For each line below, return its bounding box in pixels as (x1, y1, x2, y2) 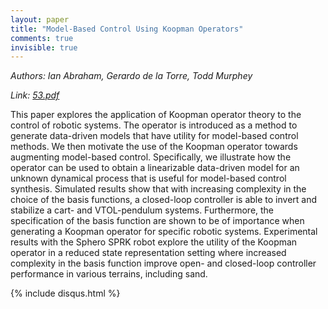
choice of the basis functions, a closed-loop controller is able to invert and (10, 194, 318, 206)
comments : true (10, 33, 74, 43)
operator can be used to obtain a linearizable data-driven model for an (10, 162, 300, 174)
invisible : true (10, 42, 78, 53)
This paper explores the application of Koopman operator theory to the (10, 109, 302, 121)
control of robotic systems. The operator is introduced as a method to (10, 119, 298, 131)
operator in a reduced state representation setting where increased (10, 247, 287, 259)
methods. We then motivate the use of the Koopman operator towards (10, 141, 298, 153)
